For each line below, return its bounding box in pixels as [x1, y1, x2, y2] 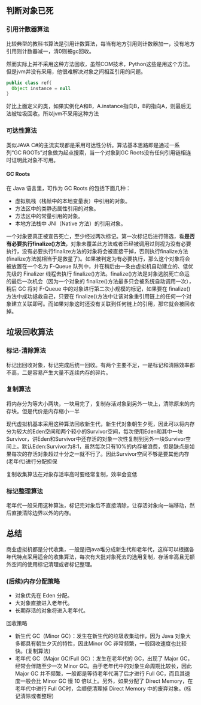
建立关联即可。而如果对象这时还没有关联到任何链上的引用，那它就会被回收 [11, 300, 195, 307]
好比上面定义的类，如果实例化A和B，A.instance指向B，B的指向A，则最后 [6, 103, 187, 110]
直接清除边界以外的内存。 [11, 509, 75, 516]
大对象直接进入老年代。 [14, 599, 73, 607]
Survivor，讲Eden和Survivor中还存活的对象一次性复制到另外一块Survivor [6, 435, 186, 443]
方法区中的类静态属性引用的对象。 [14, 205, 99, 212]
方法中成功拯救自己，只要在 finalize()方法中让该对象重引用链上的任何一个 [6, 292, 187, 300]
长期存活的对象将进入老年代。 [14, 607, 89, 614]
